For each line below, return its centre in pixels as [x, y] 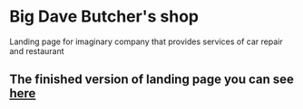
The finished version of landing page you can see [152, 80]
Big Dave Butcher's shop [104, 17]
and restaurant [37, 50]
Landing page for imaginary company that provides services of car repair [146, 41]
